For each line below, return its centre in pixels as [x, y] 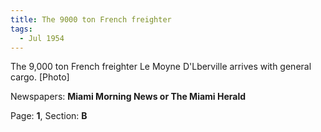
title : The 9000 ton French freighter [91, 19]
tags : [21, 29]
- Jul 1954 [42, 38]
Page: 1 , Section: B [49, 116]
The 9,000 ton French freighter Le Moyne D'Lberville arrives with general [161, 67]
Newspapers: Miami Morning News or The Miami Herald [128, 97]
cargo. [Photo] [40, 77]
